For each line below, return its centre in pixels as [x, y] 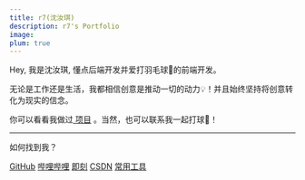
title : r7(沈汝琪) [42, 18]
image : [22, 34]
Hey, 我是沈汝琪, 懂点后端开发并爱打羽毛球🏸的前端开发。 [115, 70]
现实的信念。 [49, 100]
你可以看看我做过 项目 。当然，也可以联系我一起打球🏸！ [114, 119]
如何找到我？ [33, 147]
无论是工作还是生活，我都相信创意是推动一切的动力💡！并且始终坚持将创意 [148, 89]
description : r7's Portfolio [64, 26]
